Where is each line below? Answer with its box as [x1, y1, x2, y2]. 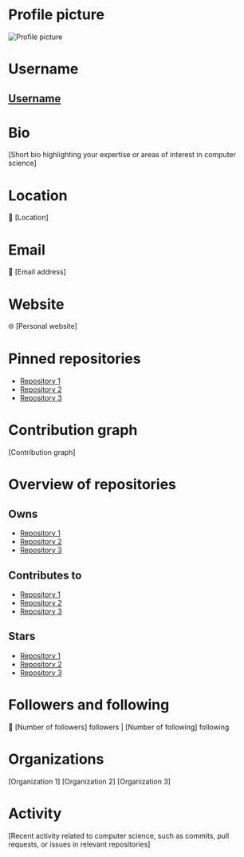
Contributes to [8, 568, 82, 582]
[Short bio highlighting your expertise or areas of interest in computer [8, 150, 237, 160]
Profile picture [8, 6, 105, 24]
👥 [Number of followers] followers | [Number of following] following [8, 722, 230, 732]
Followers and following [8, 696, 170, 713]
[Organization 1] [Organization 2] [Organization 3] [8, 776, 171, 786]
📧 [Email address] [8, 267, 66, 277]
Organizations [8, 750, 104, 768]
